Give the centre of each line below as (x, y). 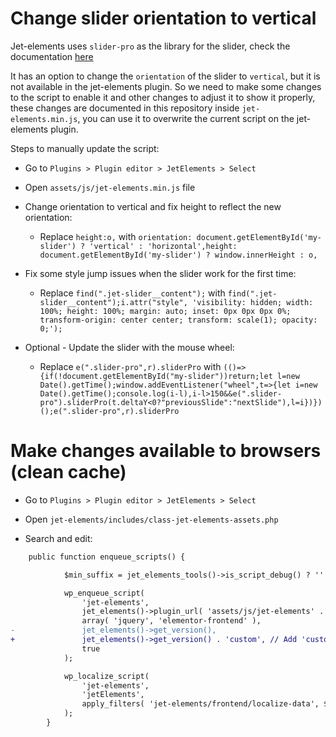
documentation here (52, 56)
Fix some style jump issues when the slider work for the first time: (160, 273)
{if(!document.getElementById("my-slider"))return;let (156, 376)
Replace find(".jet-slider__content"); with (132, 293)
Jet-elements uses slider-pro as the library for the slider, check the (150, 46)
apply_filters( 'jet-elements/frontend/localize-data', (200, 704)
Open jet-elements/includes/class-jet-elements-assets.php (151, 519)
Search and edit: (58, 538)
